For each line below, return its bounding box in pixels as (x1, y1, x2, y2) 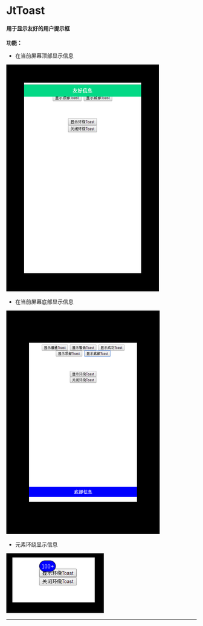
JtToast (6, 4, 45, 18)
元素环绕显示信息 (14, 541, 58, 548)
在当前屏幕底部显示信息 (14, 298, 74, 305)
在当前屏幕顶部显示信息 (14, 52, 74, 59)
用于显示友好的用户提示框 (6, 25, 70, 32)
